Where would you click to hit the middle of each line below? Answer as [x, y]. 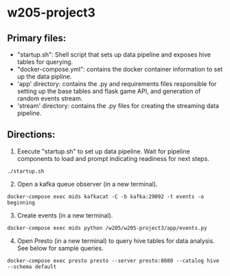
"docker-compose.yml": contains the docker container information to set [120, 69]
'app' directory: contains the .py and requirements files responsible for [117, 84]
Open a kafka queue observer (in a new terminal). [87, 184]
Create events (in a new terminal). [65, 215]
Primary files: [37, 38]
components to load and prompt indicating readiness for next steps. [113, 158]
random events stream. [50, 98]
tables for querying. [45, 62]
